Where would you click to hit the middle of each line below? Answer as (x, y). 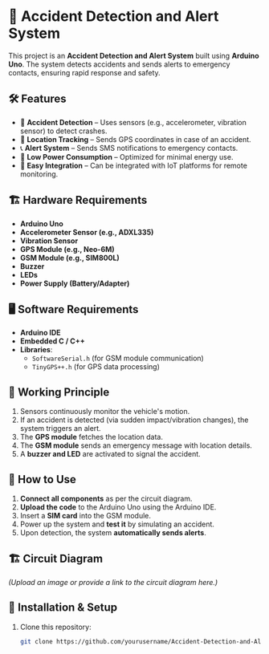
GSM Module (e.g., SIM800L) (70, 258)
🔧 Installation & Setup (63, 608)
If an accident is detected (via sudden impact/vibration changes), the (134, 420)
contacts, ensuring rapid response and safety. (84, 72)
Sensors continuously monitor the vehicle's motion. (105, 412)
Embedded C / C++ (53, 341)
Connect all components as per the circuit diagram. (106, 498)
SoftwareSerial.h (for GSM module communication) (118, 358)
